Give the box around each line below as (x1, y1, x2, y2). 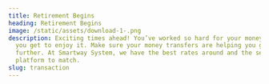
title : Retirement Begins (8, 11, 94, 20)
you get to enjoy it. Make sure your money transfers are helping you (15, 42, 256, 50)
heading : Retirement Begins (8, 19, 102, 27)
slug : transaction (8, 64, 70, 72)
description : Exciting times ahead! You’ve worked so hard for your (8, 34, 242, 42)
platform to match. (15, 57, 81, 65)
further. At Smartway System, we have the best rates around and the (15, 49, 252, 57)
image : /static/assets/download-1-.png (8, 26, 142, 34)
